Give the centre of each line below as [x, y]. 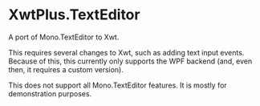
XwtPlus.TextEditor [74, 15]
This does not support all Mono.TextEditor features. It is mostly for [118, 85]
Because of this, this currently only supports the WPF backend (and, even [130, 61]
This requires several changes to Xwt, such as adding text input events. [126, 52]
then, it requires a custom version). [66, 69]
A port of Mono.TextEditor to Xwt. [64, 37]
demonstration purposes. [50, 93]
